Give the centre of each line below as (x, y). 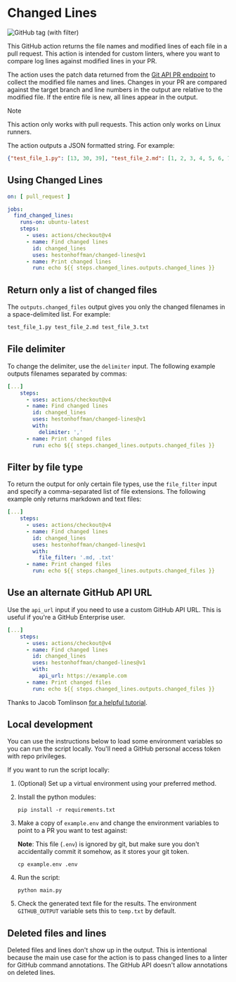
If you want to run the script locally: (59, 770)
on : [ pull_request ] (39, 196)
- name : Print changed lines (68, 262)
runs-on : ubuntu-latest (55, 222)
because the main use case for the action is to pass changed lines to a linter (117, 957)
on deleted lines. (31, 973)
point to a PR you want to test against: (72, 831)
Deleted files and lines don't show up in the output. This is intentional (107, 950)
